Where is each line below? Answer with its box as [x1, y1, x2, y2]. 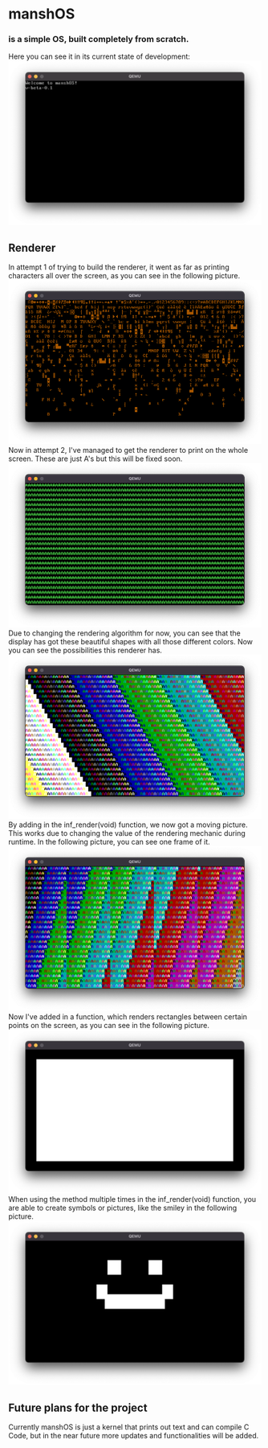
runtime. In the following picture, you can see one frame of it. [8, 837, 210, 847]
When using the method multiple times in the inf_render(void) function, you [8, 1195, 257, 1204]
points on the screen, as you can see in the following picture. [8, 1020, 210, 1030]
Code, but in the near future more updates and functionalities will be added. [8, 1430, 259, 1440]
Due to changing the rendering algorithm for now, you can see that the [8, 628, 241, 638]
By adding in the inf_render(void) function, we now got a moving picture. [8, 820, 249, 829]
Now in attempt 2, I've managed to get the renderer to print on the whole [8, 446, 249, 455]
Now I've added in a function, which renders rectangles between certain [8, 1011, 247, 1022]
